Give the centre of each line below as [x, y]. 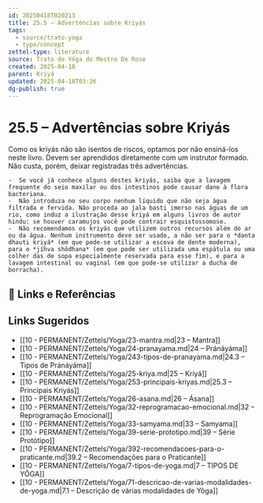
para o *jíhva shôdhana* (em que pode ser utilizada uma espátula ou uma [132, 250]
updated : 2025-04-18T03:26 [52, 81]
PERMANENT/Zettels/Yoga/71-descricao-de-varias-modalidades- [145, 482]
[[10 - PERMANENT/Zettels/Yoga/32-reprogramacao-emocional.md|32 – [137, 407]
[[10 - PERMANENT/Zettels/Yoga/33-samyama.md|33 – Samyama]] [129, 423]
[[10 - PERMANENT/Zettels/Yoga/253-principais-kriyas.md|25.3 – [126, 382]
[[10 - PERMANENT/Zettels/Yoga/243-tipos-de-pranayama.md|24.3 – [132, 357]
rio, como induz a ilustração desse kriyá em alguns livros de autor [125, 215]
